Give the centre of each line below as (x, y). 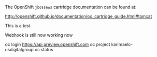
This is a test (18, 26)
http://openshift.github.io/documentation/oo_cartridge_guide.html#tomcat (78, 16)
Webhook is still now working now (39, 35)
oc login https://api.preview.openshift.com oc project (57, 44)
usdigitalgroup (19, 50)
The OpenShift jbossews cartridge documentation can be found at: (71, 7)
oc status (44, 50)
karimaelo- (122, 44)
